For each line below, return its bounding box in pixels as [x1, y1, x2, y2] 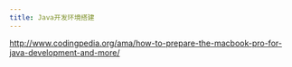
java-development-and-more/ [9, 46, 120, 58]
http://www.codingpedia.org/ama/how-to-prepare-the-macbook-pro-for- [9, 38, 283, 48]
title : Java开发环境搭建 [9, 13, 95, 22]
